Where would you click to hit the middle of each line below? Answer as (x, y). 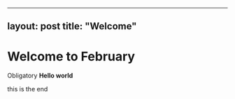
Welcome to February (71, 56)
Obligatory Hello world (40, 76)
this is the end (28, 89)
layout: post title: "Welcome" (72, 26)
